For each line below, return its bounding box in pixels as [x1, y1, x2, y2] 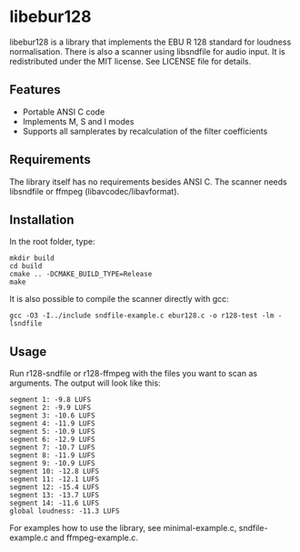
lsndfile [9, 319, 43, 328]
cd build [9, 262, 43, 271]
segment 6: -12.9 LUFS [9, 435, 95, 445]
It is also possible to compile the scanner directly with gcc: [9, 294, 229, 305]
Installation [9, 212, 75, 227]
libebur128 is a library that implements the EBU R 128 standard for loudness [9, 36, 292, 47]
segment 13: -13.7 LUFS [9, 491, 100, 500]
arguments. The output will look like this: [9, 377, 161, 388]
